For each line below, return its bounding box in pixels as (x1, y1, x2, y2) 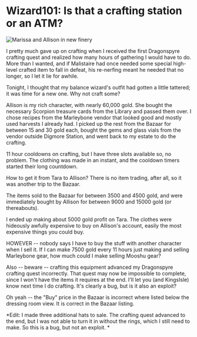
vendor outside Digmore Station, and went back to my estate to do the (6, 132, 176, 139)
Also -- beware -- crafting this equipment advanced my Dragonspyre (6, 263, 173, 271)
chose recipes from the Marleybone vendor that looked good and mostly (6, 114, 182, 121)
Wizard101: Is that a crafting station (6, 4, 182, 18)
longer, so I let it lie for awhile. (6, 72, 79, 79)
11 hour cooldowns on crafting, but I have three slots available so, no (6, 150, 172, 157)
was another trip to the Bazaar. (6, 181, 81, 188)
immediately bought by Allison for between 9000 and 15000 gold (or (6, 198, 172, 205)
